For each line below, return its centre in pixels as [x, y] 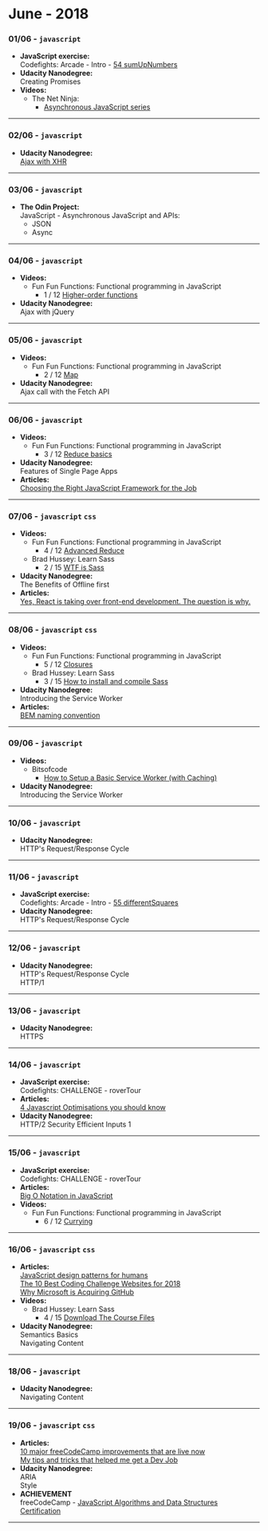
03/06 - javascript [45, 189]
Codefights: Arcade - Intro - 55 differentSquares [99, 903]
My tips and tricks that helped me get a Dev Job [99, 1460]
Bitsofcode [49, 769]
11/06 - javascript [44, 877]
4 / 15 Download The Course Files [99, 1317]
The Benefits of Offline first [65, 585]
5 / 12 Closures [68, 664]
